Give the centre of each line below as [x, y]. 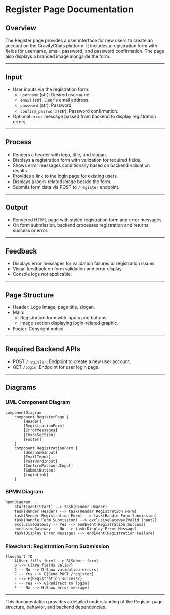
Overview [21, 28]
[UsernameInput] [40, 452]
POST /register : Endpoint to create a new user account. [72, 361]
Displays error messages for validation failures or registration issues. [84, 263]
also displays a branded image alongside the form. [58, 56]
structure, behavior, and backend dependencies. [56, 607]
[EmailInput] [37, 457]
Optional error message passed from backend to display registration [84, 116]
